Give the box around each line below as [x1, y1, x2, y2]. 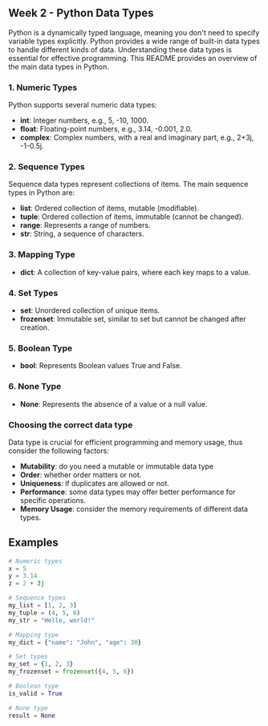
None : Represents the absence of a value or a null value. [19, 399, 208, 408]
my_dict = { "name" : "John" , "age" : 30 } [8, 638, 142, 647]
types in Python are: [8, 188, 75, 197]
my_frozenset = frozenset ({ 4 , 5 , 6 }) [8, 667, 135, 676]
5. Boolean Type [8, 343, 73, 354]
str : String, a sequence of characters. [19, 229, 144, 239]
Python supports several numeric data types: [8, 100, 157, 110]
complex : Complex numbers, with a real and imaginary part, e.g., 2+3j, [19, 132, 254, 143]
